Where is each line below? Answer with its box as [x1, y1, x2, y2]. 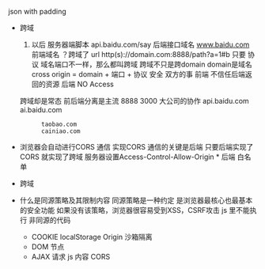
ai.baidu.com [19, 105, 62, 114]
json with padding [8, 7, 66, 16]
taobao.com [40, 120, 78, 128]
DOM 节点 [31, 242, 65, 252]
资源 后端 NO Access [45, 79, 115, 89]
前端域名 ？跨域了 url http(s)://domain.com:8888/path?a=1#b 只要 [31, 50, 247, 59]
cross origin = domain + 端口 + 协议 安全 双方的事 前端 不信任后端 [31, 70, 246, 78]
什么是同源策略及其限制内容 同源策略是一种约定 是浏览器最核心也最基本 [19, 195, 253, 205]
